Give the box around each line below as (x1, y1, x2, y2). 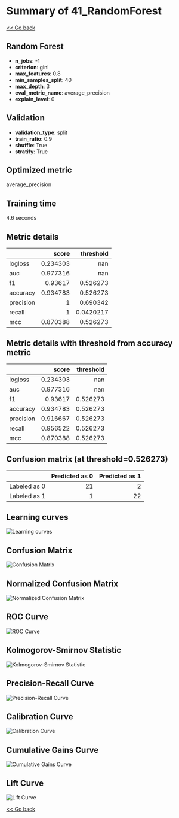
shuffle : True (14, 141, 48, 149)
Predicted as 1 (98, 472, 141, 480)
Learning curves (6, 512, 69, 522)
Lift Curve (6, 778, 44, 788)
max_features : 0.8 (14, 70, 61, 77)
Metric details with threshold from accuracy (6, 338, 173, 349)
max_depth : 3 (14, 83, 50, 90)
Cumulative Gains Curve (6, 744, 99, 755)
